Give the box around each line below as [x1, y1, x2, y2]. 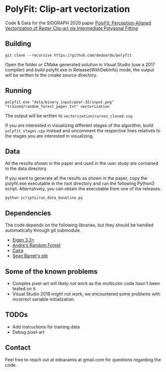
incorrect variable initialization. [12, 297, 75, 302]
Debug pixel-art [12, 329, 45, 335]
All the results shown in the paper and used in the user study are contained [5, 160, 159, 166]
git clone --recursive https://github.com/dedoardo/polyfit [5, 53, 132, 58]
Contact [5, 344, 31, 352]
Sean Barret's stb [12, 253, 48, 259]
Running [5, 86, 32, 95]
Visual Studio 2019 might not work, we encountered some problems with [12, 291, 161, 297]
